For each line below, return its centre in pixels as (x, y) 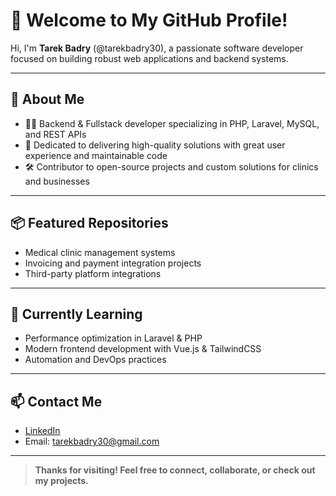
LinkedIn (42, 431)
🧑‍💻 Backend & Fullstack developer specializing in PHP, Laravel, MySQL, (172, 123)
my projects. (61, 481)
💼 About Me (47, 99)
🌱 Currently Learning (76, 314)
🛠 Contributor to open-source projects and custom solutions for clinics (171, 166)
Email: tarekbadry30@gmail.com (92, 441)
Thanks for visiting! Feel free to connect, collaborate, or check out (175, 470)
